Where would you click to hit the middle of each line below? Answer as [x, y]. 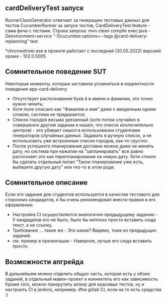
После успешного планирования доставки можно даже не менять [83, 146]
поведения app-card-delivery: [37, 89]
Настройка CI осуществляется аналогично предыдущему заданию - [85, 215]
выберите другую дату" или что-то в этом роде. [64, 167]
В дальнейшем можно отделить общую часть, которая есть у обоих [78, 274]
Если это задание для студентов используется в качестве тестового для [83, 194]
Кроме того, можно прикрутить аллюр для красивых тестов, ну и [75, 284]
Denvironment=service [29, 36]
